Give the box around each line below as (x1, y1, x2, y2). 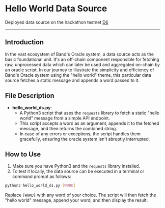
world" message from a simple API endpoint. (19, 115, 110, 121)
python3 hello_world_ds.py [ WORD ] (5, 183, 76, 188)
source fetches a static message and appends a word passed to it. (5, 77, 140, 83)
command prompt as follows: (12, 174, 71, 179)
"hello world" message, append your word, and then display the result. (5, 197, 148, 203)
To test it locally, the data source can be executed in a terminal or (12, 168, 145, 175)
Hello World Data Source (5, 3, 107, 14)
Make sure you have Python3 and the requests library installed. (12, 163, 140, 169)
